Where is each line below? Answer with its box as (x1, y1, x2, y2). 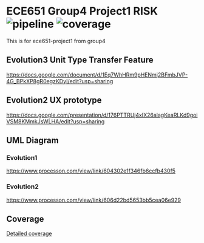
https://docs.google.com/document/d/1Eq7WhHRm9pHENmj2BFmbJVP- (6, 71, 188, 78)
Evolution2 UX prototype (6, 95, 102, 106)
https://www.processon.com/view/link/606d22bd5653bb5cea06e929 (6, 196, 181, 204)
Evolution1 (6, 153, 38, 162)
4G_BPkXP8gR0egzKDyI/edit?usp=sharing (6, 77, 114, 84)
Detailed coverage (6, 230, 52, 238)
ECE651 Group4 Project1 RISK (6, 4, 158, 18)
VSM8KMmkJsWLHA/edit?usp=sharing (6, 117, 105, 125)
